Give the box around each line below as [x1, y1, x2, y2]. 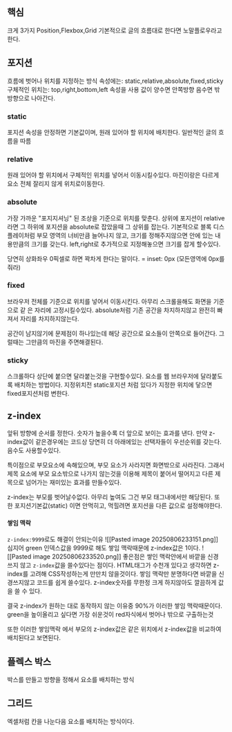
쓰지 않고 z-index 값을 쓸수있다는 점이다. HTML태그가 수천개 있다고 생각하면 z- [7, 561, 220, 570]
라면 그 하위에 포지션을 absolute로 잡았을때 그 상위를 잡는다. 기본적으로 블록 [7, 222, 212, 231]
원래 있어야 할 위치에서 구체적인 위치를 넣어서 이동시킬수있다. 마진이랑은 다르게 [7, 171, 220, 180]
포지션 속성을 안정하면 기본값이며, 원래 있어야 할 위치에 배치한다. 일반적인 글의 [7, 128, 217, 136]
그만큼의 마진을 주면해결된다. [25, 338, 104, 346]
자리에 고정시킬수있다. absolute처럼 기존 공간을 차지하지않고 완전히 [34, 306, 216, 314]
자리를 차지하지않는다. [19, 314, 79, 322]
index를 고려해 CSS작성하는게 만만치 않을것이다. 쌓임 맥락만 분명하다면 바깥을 [7, 570, 217, 578]
